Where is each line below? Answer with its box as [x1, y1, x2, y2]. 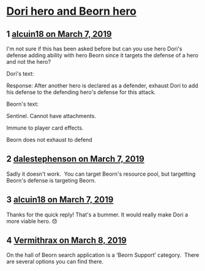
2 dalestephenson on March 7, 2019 [6, 154, 145, 164]
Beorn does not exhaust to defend [6, 136, 93, 143]
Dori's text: [6, 70, 34, 77]
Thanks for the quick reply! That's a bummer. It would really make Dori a [6, 211, 188, 218]
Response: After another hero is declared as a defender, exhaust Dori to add [6, 82, 199, 89]
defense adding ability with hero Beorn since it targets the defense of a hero [6, 52, 199, 59]
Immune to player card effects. [6, 124, 84, 132]
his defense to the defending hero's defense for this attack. [6, 88, 156, 96]
